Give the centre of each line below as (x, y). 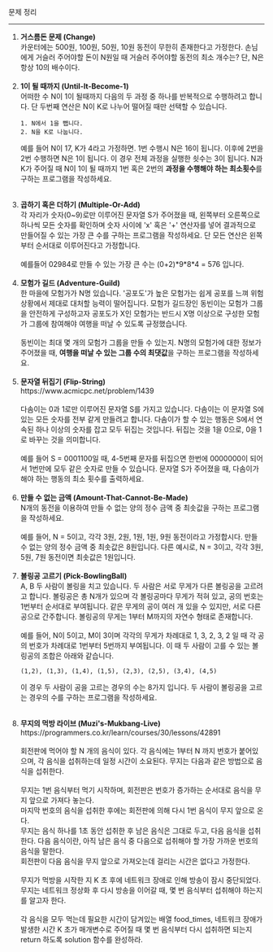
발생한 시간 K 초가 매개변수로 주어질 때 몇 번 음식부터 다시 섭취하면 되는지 (136, 929)
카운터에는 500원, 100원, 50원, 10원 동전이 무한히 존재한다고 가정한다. (132, 47)
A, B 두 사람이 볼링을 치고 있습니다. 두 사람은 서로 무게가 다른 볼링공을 (131, 586)
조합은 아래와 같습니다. (78, 656)
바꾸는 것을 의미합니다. (65, 439)
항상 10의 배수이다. (50, 67)
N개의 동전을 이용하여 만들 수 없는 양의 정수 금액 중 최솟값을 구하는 (126, 508)
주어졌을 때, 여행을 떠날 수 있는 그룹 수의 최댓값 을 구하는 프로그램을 (125, 353)
